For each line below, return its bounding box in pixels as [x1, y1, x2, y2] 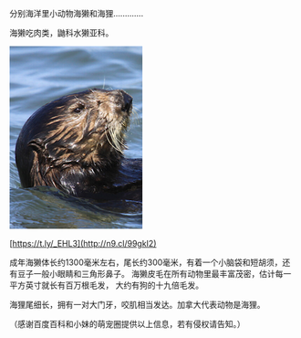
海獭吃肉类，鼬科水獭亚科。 [9, 27, 114, 38]
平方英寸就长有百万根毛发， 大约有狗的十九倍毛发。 [9, 280, 203, 290]
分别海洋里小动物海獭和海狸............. [9, 8, 144, 18]
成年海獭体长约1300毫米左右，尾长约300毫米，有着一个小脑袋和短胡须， [9, 257, 283, 268]
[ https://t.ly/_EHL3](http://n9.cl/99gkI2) [9, 238, 157, 248]
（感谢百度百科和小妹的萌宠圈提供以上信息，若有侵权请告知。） [9, 319, 245, 329]
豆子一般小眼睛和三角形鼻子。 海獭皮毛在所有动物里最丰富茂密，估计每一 [16, 269, 292, 279]
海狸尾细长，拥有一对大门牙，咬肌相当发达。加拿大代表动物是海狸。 [9, 300, 265, 310]
